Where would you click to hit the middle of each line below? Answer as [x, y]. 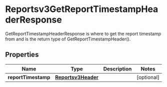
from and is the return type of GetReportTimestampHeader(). [68, 39]
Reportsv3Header [77, 77]
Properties [22, 55]
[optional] [148, 77]
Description [117, 68]
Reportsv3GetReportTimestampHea [82, 9]
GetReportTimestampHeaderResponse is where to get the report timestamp [83, 33]
